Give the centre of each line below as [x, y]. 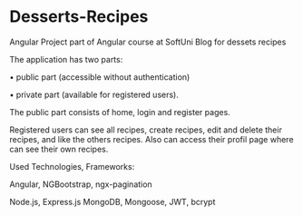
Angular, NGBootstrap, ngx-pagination [81, 184]
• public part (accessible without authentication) [100, 77]
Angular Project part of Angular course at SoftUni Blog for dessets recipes [148, 42]
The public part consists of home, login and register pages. [120, 112]
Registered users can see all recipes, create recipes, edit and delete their [146, 130]
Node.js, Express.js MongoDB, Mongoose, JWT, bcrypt [112, 201]
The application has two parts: [66, 59]
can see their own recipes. [59, 149]
